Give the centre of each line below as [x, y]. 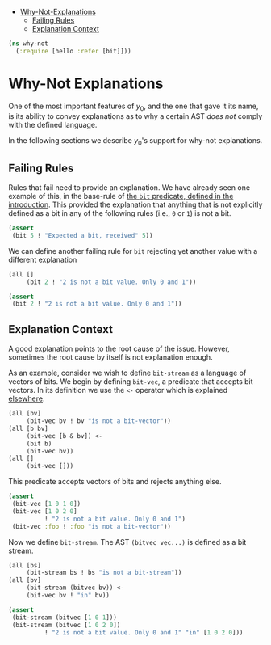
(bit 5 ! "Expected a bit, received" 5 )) [82, 235]
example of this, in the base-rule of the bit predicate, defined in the [121, 196]
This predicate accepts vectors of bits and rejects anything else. [115, 482]
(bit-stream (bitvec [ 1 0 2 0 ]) [66, 625]
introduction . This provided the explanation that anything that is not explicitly [135, 204]
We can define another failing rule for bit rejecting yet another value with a [133, 251]
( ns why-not [28, 44]
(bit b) [39, 444]
